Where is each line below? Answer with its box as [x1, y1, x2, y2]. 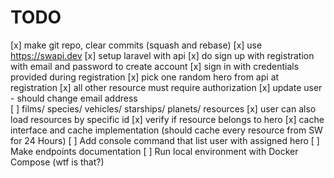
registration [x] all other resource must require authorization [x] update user [10, 81, 323, 93]
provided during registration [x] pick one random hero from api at [10, 71, 280, 83]
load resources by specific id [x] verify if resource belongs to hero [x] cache [10, 113, 325, 125]
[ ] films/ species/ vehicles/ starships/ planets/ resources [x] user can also [10, 102, 317, 115]
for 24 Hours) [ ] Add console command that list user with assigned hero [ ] [10, 134, 320, 146]
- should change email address [10, 92, 138, 104]
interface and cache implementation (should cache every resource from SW [10, 124, 323, 136]
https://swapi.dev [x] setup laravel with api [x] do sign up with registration [10, 49, 315, 61]
